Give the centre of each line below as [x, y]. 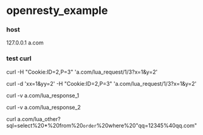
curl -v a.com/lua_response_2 [43, 107]
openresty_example [57, 11]
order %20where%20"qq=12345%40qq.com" [140, 125]
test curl [19, 58]
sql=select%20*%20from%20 [45, 125]
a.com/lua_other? [39, 119]
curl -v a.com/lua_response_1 [43, 95]
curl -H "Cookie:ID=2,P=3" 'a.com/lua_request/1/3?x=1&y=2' [82, 72]
